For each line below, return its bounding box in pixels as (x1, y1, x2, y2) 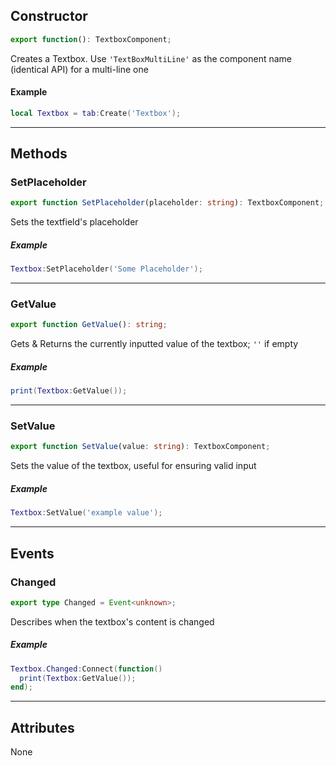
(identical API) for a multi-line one (10, 63, 149, 75)
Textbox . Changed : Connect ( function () (10, 664, 163, 674)
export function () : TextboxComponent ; (10, 34, 172, 44)
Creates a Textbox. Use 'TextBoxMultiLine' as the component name (10, 52, 292, 64)
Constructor (10, 8, 88, 25)
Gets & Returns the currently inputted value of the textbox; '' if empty (10, 338, 299, 350)
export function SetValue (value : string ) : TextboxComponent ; (10, 442, 271, 452)
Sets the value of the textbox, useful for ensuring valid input (10, 460, 257, 472)
